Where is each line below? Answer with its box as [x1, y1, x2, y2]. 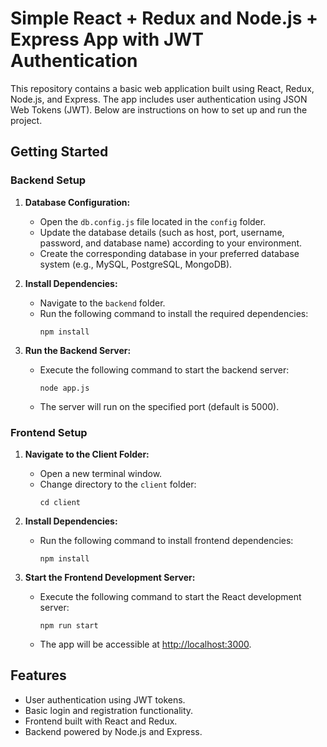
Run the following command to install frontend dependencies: [39, 534, 294, 546]
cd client [39, 497, 82, 507]
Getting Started [10, 143, 109, 161]
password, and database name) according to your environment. [39, 237, 303, 249]
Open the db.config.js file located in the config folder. [39, 215, 267, 227]
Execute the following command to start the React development [39, 590, 302, 602]
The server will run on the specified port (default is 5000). [39, 400, 280, 412]
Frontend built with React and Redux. [24, 715, 178, 727]
